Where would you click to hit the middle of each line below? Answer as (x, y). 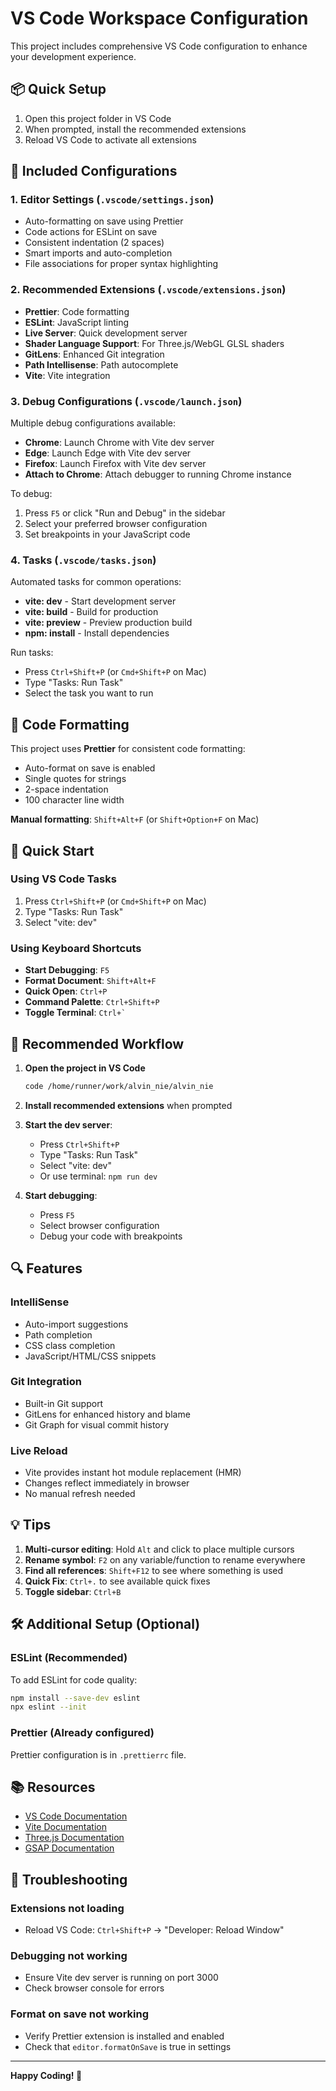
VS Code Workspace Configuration (159, 18)
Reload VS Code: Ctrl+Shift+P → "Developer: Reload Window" (154, 1930)
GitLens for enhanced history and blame (107, 1414)
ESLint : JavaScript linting (77, 322)
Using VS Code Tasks (63, 879)
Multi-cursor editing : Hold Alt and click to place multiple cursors (159, 1549)
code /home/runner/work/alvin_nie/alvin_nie (119, 1086)
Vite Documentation (66, 1827)
